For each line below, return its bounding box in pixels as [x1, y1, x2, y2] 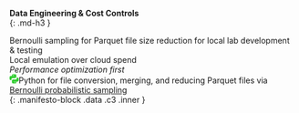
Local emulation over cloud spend [9, 55, 137, 65]
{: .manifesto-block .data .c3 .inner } [9, 95, 146, 105]
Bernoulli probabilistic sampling [9, 85, 128, 95]
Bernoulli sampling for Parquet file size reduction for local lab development [9, 36, 290, 46]
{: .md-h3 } [9, 17, 52, 28]
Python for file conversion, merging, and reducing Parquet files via [18, 75, 268, 86]
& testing [9, 45, 43, 56]
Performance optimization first [9, 64, 125, 75]
